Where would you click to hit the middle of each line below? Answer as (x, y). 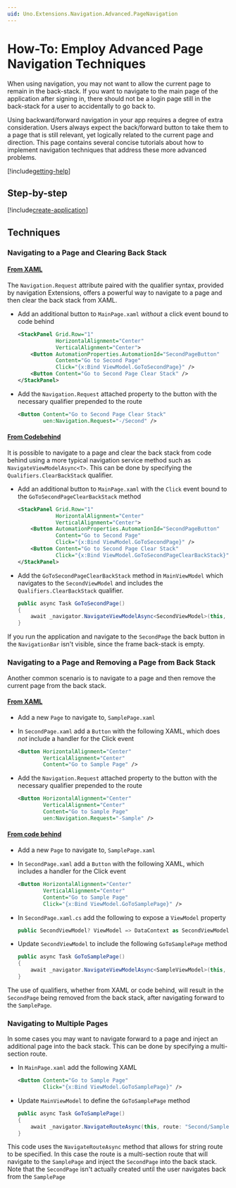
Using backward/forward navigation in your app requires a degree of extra (115, 120)
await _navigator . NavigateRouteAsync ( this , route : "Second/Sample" (131, 1126)
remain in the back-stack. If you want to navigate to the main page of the (113, 91)
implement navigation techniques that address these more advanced (107, 150)
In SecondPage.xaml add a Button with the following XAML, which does (119, 731)
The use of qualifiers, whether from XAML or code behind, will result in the (116, 990)
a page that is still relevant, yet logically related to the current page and (110, 134)
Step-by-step (38, 193)
